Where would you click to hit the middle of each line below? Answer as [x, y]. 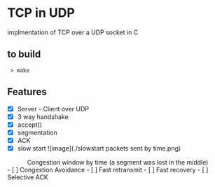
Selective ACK [28, 177]
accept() [30, 125]
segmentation [37, 132]
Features [27, 92]
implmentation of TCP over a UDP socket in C [73, 32]
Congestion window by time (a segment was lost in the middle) [118, 162]
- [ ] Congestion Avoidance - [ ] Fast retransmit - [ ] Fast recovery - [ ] [108, 169]
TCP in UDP [41, 13]
